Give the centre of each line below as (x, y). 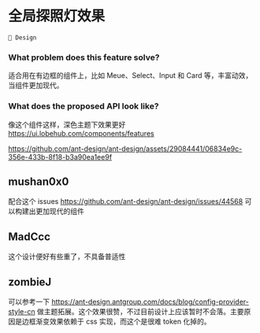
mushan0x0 (39, 181)
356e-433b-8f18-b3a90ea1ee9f (60, 157)
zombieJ (30, 281)
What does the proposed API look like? (84, 106)
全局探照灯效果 (57, 16)
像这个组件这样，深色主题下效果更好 (67, 124)
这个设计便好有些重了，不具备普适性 (67, 257)
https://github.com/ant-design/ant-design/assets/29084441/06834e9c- (125, 148)
